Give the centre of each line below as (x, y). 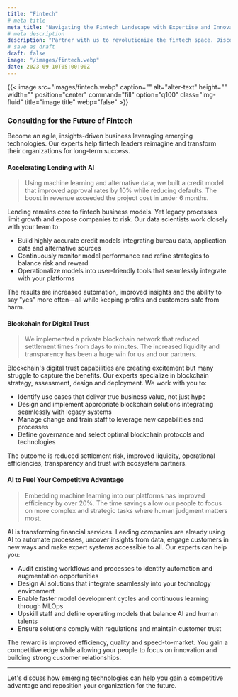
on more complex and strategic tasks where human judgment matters (126, 510)
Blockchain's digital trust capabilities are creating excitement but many (110, 368)
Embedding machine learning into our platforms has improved (115, 495)
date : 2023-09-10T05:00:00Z (49, 67)
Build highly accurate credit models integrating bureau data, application (122, 241)
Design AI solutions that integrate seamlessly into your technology (114, 583)
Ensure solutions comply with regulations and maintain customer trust (119, 628)
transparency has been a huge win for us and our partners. (110, 354)
